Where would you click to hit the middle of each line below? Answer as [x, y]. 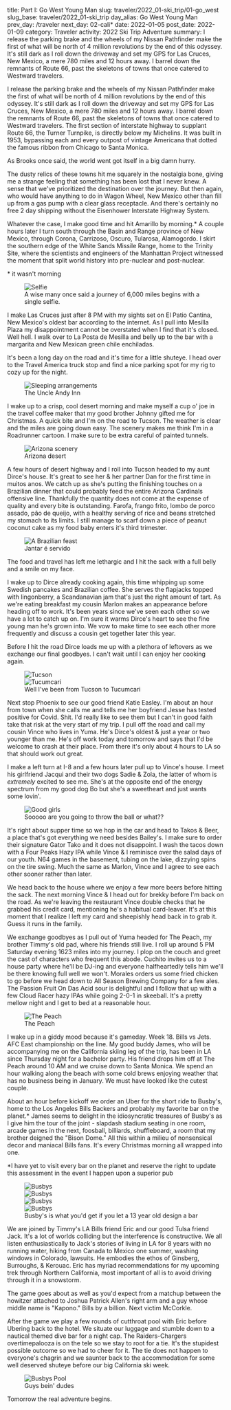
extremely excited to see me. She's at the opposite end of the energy [105, 782]
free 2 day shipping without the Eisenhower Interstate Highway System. [108, 210]
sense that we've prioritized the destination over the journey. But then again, [115, 189]
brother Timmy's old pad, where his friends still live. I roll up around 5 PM [111, 944]
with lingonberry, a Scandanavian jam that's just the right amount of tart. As [114, 597]
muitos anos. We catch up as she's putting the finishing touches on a [105, 484]
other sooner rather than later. [50, 874]
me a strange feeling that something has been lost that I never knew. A [107, 181]
